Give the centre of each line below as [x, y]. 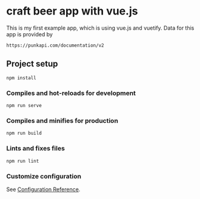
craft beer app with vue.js [72, 11]
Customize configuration [44, 176]
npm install [21, 78]
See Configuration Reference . [43, 189]
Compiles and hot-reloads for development [71, 93]
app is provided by [30, 34]
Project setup [32, 64]
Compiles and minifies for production [62, 120]
